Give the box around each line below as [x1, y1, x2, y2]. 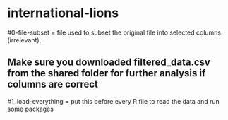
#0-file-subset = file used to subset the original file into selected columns [7, 28, 221, 37]
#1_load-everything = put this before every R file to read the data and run [7, 97, 220, 105]
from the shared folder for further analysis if [7, 67, 206, 79]
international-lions [7, 5, 119, 21]
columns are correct [7, 78, 99, 90]
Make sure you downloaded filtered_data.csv [7, 56, 210, 68]
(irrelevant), [7, 35, 42, 44]
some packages [7, 104, 54, 113]
